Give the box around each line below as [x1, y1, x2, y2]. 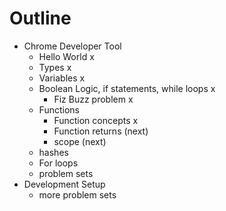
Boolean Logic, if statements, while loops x [38, 82, 216, 94]
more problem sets [38, 188, 117, 201]
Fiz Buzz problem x [53, 93, 134, 105]
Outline [9, 7, 72, 30]
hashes [38, 146, 69, 158]
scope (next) [53, 135, 107, 147]
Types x [38, 61, 72, 73]
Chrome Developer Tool [23, 40, 122, 52]
